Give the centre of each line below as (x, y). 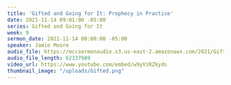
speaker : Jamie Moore (38, 45)
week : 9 (18, 33)
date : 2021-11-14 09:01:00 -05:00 (57, 20)
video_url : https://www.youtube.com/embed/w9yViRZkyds (87, 64)
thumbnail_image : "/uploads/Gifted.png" (66, 71)
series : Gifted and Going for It (55, 26)
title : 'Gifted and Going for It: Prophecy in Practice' (90, 13)
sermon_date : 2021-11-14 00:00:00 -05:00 (67, 39)
